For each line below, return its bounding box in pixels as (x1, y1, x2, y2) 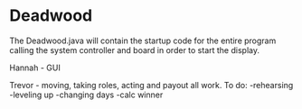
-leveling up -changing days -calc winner (9, 89, 164, 100)
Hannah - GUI (9, 62, 61, 73)
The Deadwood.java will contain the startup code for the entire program (9, 35, 277, 46)
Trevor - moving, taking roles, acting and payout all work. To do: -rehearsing (9, 79, 294, 90)
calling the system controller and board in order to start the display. (9, 44, 260, 55)
